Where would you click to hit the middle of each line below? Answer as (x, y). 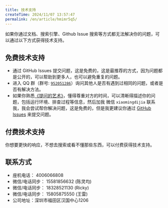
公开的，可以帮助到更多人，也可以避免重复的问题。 (70, 77)
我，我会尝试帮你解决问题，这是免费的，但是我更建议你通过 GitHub (82, 108)
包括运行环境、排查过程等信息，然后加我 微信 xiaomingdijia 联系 (88, 102)
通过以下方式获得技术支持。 (38, 40)
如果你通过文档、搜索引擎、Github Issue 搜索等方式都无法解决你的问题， (80, 34)
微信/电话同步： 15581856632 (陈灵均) (52, 181)
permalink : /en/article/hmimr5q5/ (41, 19)
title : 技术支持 (21, 10)
